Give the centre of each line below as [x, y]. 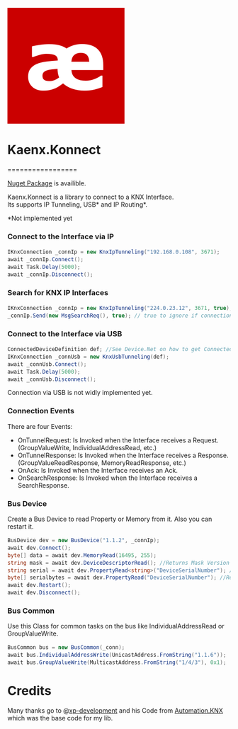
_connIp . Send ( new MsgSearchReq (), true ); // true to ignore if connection [120, 316]
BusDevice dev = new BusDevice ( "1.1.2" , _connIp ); [84, 541]
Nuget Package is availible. [47, 183]
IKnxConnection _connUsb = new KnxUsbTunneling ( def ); [89, 357]
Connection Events [41, 411]
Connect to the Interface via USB [65, 333]
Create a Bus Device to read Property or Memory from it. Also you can [110, 519]
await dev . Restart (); [39, 585]
